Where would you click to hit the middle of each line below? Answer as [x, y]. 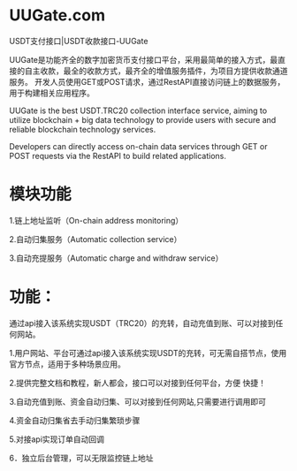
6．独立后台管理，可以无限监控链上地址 [81, 458]
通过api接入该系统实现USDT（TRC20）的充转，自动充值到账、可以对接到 [142, 323]
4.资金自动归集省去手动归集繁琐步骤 [75, 420]
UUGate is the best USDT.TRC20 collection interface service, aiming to [138, 110]
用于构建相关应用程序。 [52, 93]
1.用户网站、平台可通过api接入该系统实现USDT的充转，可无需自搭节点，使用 [148, 353]
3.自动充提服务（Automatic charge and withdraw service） [116, 258]
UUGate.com [57, 15]
